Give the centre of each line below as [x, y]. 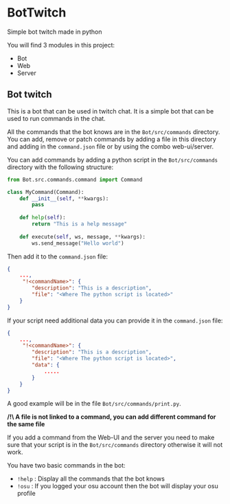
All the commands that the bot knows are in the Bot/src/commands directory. [114, 131]
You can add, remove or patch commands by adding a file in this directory [112, 139]
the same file [26, 424]
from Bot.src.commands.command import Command [75, 179]
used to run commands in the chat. [57, 118]
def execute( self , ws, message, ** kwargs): [83, 237]
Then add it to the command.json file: [58, 256]
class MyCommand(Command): [46, 192]
